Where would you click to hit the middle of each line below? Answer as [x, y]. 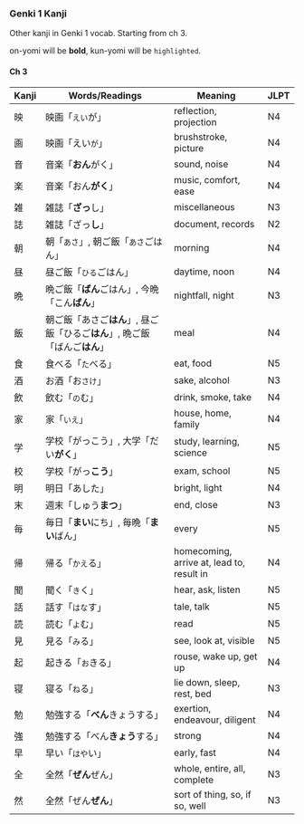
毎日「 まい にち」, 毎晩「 [98, 522]
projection [195, 122]
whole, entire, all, [209, 768]
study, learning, [206, 441]
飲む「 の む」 [72, 398]
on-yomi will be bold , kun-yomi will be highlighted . [105, 51]
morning [191, 247]
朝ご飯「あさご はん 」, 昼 [98, 320]
